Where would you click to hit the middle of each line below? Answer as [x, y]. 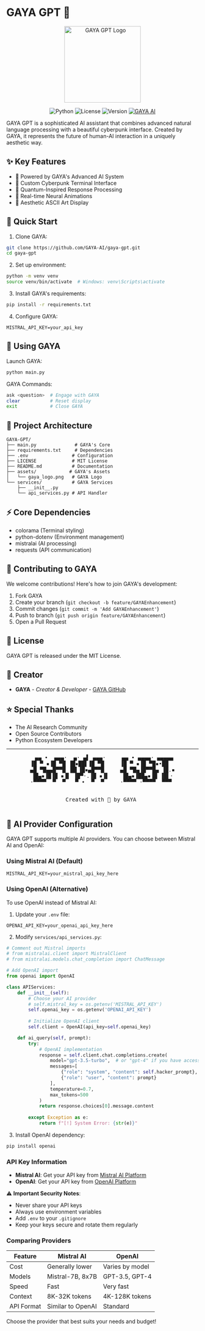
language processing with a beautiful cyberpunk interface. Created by [95, 129]
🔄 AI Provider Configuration [59, 824]
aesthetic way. [24, 142]
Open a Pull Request [41, 621]
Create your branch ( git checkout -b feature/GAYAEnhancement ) [95, 602]
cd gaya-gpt [21, 253]
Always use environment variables [58, 1212]
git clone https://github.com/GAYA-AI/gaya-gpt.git [73, 248]
